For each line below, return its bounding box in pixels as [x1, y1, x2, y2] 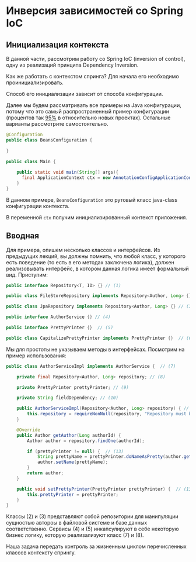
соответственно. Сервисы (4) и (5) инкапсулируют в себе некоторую [6, 525, 179, 533]
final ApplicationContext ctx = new [21, 175, 111, 181]
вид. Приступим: [6, 271, 48, 278]
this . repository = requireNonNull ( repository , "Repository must [27, 411, 187, 417]
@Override [16, 427, 41, 433]
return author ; [27, 470, 64, 476]
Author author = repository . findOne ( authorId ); [27, 437, 145, 444]
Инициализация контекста [6, 40, 109, 50]
